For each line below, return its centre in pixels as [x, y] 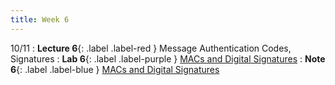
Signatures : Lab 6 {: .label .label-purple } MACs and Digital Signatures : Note [168, 58]
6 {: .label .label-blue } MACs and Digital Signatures [115, 69]
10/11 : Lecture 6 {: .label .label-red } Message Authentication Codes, [151, 48]
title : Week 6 [40, 19]
